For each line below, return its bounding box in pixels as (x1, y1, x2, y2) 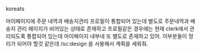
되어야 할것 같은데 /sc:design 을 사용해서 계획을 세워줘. (16, 40, 148, 47)
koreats (5, 5, 25, 12)
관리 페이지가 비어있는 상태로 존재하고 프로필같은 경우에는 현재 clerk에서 (16, 25, 189, 32)
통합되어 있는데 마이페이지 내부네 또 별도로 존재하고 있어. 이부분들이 (26, 33, 188, 40)
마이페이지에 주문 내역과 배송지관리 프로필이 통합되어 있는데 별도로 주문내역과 (5, 17, 189, 25)
